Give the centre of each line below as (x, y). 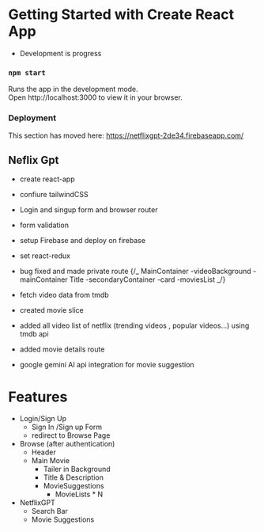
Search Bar (50, 511)
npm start (27, 72)
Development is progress (60, 53)
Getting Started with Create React (121, 15)
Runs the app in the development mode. (73, 89)
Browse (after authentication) (67, 444)
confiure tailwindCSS (54, 195)
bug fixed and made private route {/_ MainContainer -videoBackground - (138, 272)
